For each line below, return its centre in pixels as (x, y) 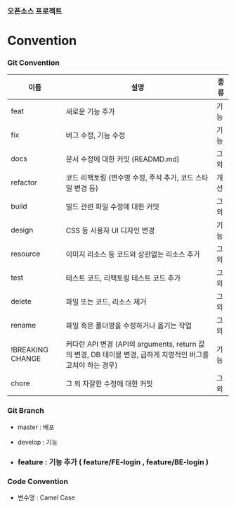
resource (26, 254)
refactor (24, 182)
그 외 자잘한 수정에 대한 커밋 (109, 384)
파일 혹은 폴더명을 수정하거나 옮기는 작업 (129, 326)
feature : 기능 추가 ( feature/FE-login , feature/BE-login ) (113, 461)
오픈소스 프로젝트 (35, 11)
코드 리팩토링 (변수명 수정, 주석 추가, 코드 (130, 178)
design (22, 230)
